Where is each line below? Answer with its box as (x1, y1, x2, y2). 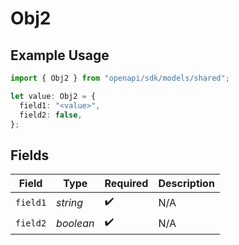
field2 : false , (19, 110, 83, 120)
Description (158, 177, 215, 191)
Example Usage (10, 47, 110, 64)
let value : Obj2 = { (10, 91, 97, 101)
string (56, 195, 84, 209)
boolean (56, 216, 95, 230)
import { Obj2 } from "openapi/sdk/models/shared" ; (10, 73, 230, 83)
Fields (10, 147, 50, 164)
